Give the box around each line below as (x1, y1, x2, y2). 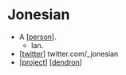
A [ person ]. (18, 32, 57, 41)
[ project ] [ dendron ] (18, 57, 83, 67)
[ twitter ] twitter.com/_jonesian (18, 49, 119, 58)
